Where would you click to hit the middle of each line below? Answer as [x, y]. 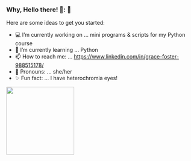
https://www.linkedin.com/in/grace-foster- [127, 57]
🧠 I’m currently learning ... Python [56, 50]
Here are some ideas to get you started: [56, 23]
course [24, 43]
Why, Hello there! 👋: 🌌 [39, 10]
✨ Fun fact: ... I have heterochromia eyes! [66, 78]
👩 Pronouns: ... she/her [43, 72]
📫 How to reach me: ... [44, 57]
